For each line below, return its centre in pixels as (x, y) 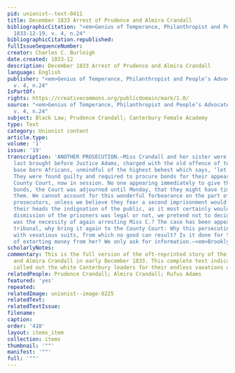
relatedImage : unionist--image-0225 (60, 294)
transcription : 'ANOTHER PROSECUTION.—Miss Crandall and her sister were (117, 157)
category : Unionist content (48, 131)
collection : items (34, 339)
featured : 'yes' (31, 281)
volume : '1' (24, 144)
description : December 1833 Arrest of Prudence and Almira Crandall (109, 66)
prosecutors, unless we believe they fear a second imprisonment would (120, 203)
